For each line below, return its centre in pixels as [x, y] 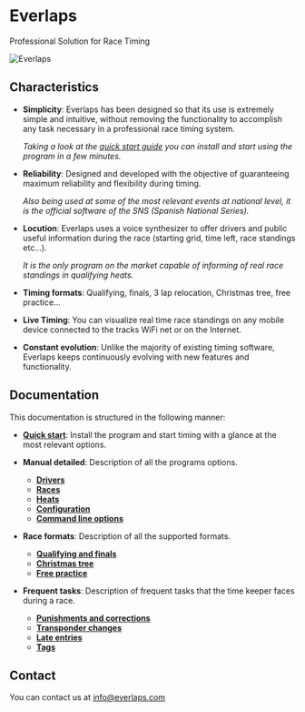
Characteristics [54, 87]
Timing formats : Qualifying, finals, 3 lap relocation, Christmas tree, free [157, 292]
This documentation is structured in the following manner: [118, 417]
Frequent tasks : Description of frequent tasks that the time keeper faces [158, 590]
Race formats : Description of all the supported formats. [127, 536]
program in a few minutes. [72, 156]
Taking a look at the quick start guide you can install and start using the [157, 146]
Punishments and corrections [93, 618]
